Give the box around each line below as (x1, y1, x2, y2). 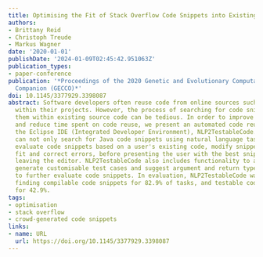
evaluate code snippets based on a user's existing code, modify (15, 143, 233, 150)
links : (8, 223, 30, 231)
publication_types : (8, 63, 72, 71)
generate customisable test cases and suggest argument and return (15, 165, 240, 172)
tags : (8, 194, 26, 201)
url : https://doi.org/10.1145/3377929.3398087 (15, 237, 170, 245)
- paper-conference (8, 70, 72, 78)
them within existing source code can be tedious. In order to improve (15, 114, 254, 121)
